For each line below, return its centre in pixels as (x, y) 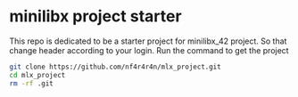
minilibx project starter (95, 16)
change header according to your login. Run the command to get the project (149, 50)
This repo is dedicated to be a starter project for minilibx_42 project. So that (148, 41)
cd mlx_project (37, 75)
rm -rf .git (31, 83)
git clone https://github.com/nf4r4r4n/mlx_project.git (115, 67)
